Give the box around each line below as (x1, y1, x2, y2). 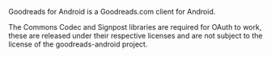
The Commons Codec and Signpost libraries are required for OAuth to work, (8, 22, 262, 31)
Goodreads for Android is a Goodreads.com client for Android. (8, 7, 216, 16)
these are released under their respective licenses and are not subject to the (8, 31, 263, 40)
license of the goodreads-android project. (8, 39, 148, 49)
